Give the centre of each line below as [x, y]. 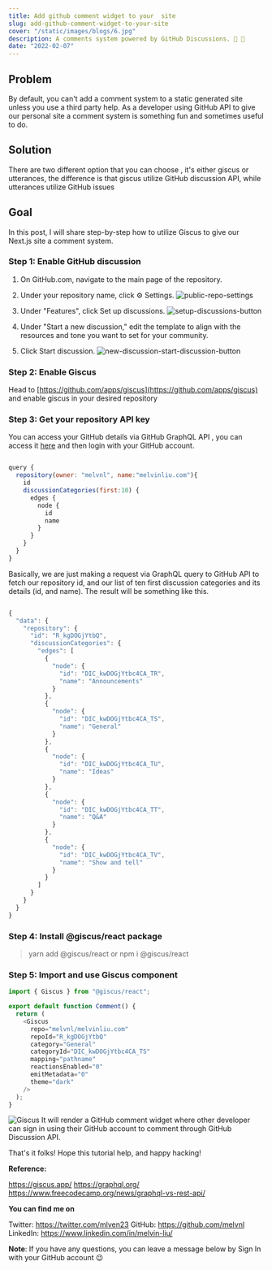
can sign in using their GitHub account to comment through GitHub [120, 1129]
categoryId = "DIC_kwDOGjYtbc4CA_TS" [90, 1052]
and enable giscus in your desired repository [83, 398]
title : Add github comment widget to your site [92, 16]
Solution [30, 150]
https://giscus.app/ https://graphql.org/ [74, 1185]
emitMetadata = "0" [59, 1075]
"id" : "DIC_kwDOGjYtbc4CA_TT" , [112, 809]
